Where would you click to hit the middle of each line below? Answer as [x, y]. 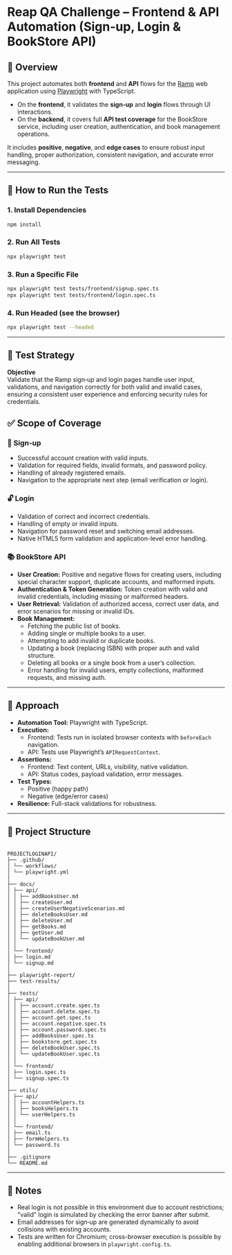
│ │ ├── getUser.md [35, 933]
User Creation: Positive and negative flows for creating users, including [119, 574]
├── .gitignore [29, 1157]
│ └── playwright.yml [38, 872]
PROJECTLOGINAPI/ [32, 854]
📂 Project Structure [49, 832]
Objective [21, 372]
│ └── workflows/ [32, 866]
